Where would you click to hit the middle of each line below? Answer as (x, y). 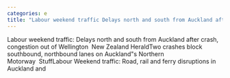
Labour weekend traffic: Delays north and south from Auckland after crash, (113, 39)
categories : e (27, 13)
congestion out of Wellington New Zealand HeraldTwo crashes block (105, 47)
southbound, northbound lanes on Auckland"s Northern (86, 54)
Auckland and (27, 68)
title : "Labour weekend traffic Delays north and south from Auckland (110, 20)
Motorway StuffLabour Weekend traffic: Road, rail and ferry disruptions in (112, 61)
